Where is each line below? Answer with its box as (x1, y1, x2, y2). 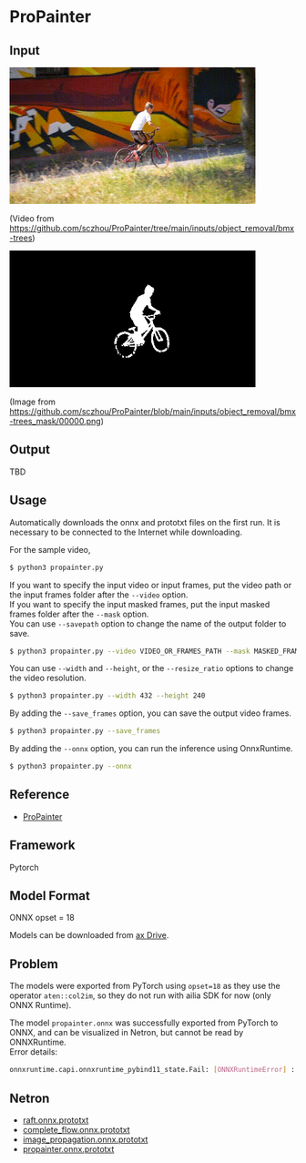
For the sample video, (9, 544, 91, 555)
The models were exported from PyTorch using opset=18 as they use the (9, 981, 280, 992)
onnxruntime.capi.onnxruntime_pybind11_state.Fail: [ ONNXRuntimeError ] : (9, 1066, 296, 1075)
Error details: (9, 1046, 57, 1057)
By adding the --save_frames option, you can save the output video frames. (9, 708, 291, 719)
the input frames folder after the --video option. (9, 589, 189, 600)
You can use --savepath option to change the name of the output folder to (9, 617, 287, 629)
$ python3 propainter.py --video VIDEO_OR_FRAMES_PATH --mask (9, 647, 250, 656)
